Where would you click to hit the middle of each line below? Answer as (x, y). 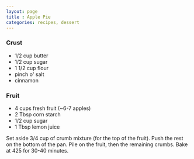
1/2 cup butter (31, 56)
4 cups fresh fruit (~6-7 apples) (53, 108)
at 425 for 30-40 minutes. (37, 150)
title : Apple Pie (28, 17)
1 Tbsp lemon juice (37, 127)
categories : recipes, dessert (43, 22)
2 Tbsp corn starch (38, 114)
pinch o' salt (29, 74)
